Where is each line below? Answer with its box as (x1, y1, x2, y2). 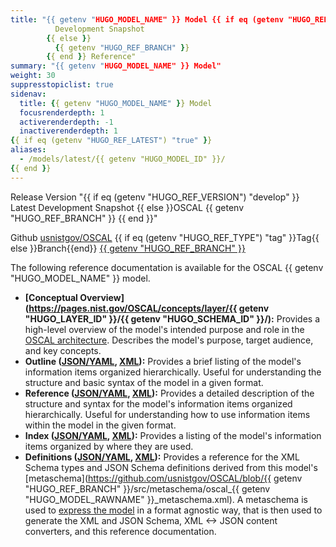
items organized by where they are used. (24, 440, 194, 452)
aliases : (10, 145, 47, 155)
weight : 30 (10, 71, 56, 81)
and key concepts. (24, 344, 102, 356)
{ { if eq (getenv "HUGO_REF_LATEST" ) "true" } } (10, 136, 213, 146)
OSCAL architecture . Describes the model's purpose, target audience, (24, 334, 314, 346)
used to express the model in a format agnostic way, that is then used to (24, 504, 323, 516)
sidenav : (10, 89, 47, 99)
